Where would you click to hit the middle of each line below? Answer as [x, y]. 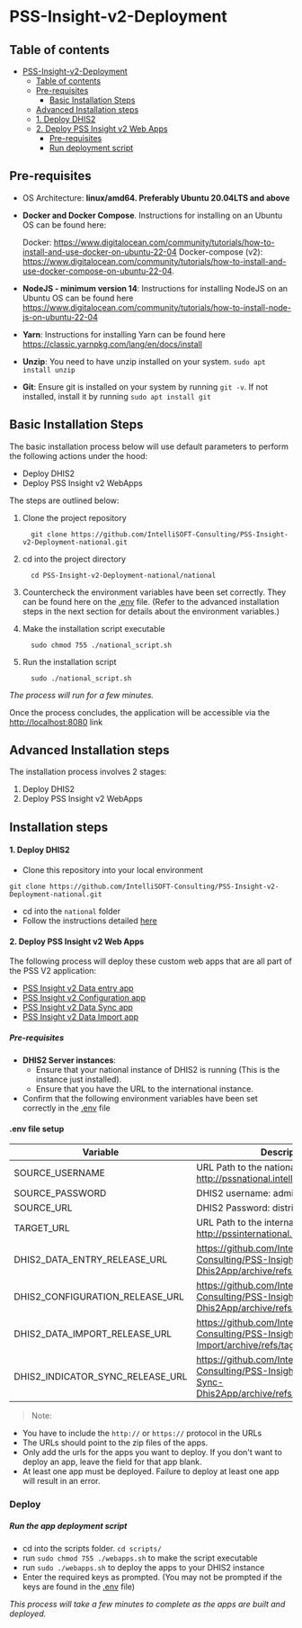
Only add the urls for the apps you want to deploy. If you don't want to [152, 1453]
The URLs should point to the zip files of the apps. [115, 1443]
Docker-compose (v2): [221, 252]
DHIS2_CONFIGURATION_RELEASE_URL [99, 1297]
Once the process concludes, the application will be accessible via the [140, 712]
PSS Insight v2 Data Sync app [77, 1007]
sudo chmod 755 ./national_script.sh [102, 645]
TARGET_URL [42, 1228]
